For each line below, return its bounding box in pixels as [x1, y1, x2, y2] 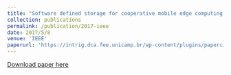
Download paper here [7, 61, 69, 68]
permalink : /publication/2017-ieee [7, 22, 109, 29]
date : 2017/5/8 [7, 29, 51, 36]
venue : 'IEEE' [7, 35, 48, 42]
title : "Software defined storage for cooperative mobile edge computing [7, 10, 223, 17]
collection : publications [7, 16, 81, 23]
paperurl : [7, 42, 36, 48]
